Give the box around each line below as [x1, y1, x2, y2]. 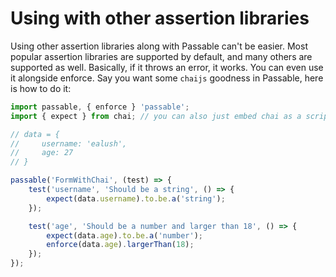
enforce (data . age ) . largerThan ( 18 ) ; [46, 240, 195, 250]
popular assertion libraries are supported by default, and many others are [10, 50, 313, 62]
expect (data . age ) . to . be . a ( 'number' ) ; [46, 230, 203, 241]
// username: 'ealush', [10, 138, 128, 149]
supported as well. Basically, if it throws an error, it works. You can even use [10, 61, 324, 73]
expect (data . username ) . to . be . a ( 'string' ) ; [46, 193, 226, 204]
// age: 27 [10, 148, 74, 158]
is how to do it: [10, 82, 72, 94]
